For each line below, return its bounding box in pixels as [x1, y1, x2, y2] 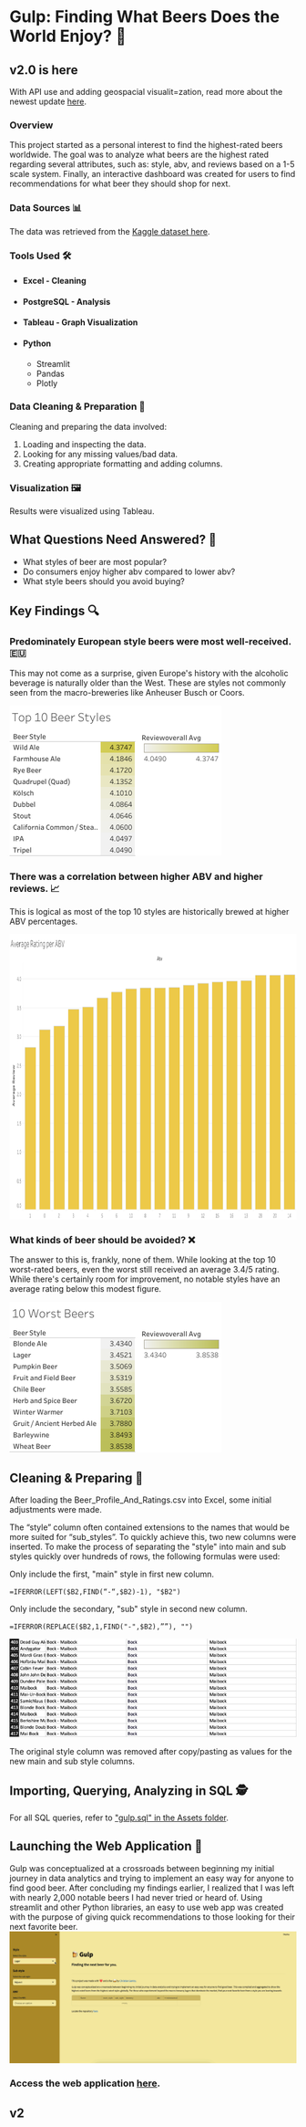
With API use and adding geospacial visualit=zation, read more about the [9, 87, 283, 97]
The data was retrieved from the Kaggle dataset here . [9, 225, 211, 236]
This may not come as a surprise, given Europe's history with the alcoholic [9, 667, 289, 678]
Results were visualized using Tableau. [9, 506, 155, 517]
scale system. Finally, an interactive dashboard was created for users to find [9, 169, 296, 180]
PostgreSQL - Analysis [22, 296, 111, 307]
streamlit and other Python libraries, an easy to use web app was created [9, 1902, 284, 1912]
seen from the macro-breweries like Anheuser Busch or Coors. [9, 686, 245, 697]
